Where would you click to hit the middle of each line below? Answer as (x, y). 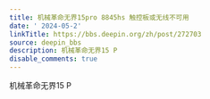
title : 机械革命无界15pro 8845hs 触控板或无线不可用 (99, 17)
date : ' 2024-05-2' (46, 26)
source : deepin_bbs (46, 42)
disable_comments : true (54, 59)
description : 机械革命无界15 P (63, 51)
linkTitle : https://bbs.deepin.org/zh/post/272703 (105, 34)
